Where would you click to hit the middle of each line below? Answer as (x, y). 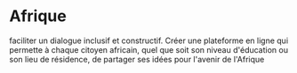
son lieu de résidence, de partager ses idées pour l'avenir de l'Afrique (137, 59)
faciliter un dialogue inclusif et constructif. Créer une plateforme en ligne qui (149, 40)
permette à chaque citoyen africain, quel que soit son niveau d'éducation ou (149, 49)
